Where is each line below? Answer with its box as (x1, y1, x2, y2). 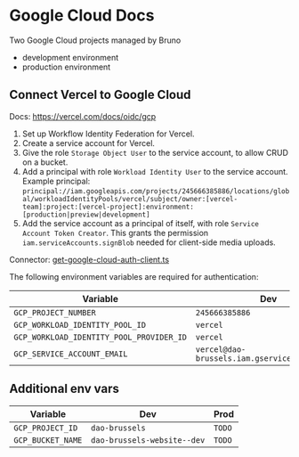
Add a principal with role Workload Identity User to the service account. (21, 166, 288, 176)
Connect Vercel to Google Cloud (9, 87, 191, 102)
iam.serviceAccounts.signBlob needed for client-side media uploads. (21, 237, 276, 248)
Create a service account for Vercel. (21, 137, 156, 148)
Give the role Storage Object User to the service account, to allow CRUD (21, 147, 289, 158)
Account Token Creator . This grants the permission (21, 227, 209, 238)
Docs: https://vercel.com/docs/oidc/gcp (9, 110, 157, 121)
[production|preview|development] (21, 210, 150, 219)
